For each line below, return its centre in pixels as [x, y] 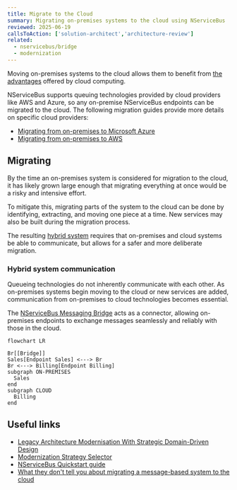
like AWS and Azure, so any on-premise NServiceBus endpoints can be [111, 102]
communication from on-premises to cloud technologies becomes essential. [118, 299]
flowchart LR [26, 341]
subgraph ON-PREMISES [39, 372]
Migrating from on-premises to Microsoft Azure [86, 131]
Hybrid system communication [61, 268]
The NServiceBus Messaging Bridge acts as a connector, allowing [103, 313]
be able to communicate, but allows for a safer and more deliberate [105, 243]
